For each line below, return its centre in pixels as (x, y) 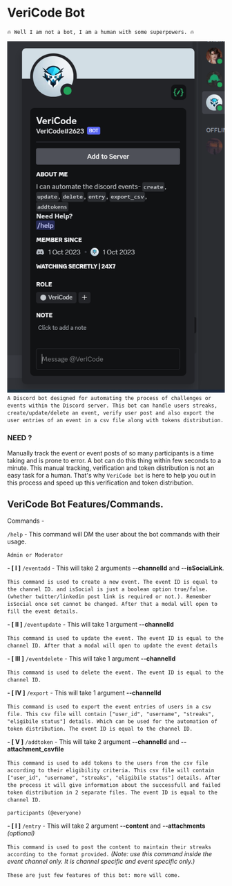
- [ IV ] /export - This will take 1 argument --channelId (84, 693)
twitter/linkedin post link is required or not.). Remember (123, 597)
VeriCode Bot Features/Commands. (85, 504)
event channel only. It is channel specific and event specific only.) (101, 862)
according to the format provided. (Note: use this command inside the (110, 854)
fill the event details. (43, 611)
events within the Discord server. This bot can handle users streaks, (112, 406)
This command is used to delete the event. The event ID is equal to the (116, 673)
